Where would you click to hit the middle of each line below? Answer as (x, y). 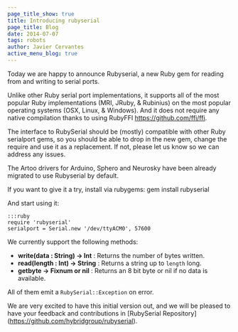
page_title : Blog (33, 27)
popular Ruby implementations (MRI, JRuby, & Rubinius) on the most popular (119, 102)
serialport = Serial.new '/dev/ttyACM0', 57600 (79, 228)
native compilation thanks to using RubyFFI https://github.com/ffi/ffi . (107, 117)
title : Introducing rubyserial (54, 21)
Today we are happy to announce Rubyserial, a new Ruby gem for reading (115, 74)
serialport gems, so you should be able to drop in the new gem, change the (117, 139)
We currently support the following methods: (73, 242)
